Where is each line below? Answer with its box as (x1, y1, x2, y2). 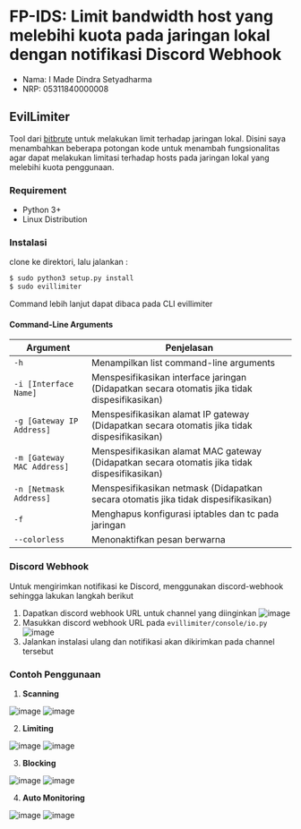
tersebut (21, 645, 54, 656)
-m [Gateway (13, 453, 65, 463)
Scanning (21, 688, 60, 699)
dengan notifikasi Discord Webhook (9, 45, 282, 64)
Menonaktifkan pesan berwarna (90, 534, 226, 546)
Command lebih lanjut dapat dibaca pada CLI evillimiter (9, 298, 213, 310)
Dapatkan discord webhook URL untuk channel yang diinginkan (21, 607, 257, 619)
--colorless (13, 534, 65, 545)
